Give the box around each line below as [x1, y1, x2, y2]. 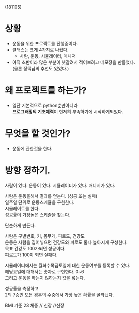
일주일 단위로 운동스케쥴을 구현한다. [5, 199, 75, 205]
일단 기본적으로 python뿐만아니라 [12, 102, 78, 108]
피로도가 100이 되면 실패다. [5, 252, 58, 258]
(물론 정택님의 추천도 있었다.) [12, 65, 69, 71]
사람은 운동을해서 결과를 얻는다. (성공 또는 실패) [5, 193, 98, 199]
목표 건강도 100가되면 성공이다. [5, 245, 66, 251]
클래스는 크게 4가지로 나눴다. [12, 47, 69, 53]
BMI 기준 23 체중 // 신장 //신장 [5, 302, 65, 308]
